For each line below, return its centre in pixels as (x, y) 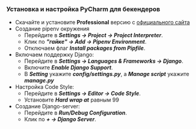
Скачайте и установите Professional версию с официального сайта (102, 23)
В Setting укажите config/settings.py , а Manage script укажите (107, 74)
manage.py (39, 80)
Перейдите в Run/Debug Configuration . (76, 113)
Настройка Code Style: (45, 87)
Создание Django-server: (47, 106)
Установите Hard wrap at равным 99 (72, 100)
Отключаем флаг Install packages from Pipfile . (85, 48)
